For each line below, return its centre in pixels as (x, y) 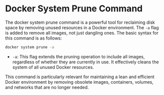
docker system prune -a (30, 47)
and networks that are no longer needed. (47, 87)
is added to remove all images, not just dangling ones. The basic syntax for (82, 33)
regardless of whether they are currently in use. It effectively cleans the (85, 62)
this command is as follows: (34, 38)
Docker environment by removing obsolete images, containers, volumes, (79, 82)
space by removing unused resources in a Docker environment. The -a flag (82, 27)
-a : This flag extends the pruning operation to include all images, (79, 56)
